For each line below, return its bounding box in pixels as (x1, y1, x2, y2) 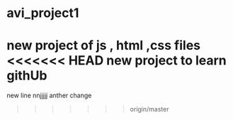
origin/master (130, 105, 169, 114)
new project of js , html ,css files (6, 38, 201, 54)
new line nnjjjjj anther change (6, 91, 92, 100)
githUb (6, 67, 47, 84)
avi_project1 (6, 5, 79, 21)
